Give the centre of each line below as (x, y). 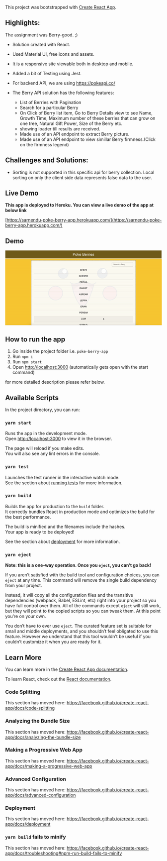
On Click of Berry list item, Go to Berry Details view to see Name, (86, 113)
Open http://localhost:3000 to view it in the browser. (59, 439)
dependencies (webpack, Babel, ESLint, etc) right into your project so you (81, 600)
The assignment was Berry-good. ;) (42, 35)
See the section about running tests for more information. (64, 483)
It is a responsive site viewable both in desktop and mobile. (73, 64)
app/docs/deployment (28, 824)
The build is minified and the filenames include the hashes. (65, 527)
